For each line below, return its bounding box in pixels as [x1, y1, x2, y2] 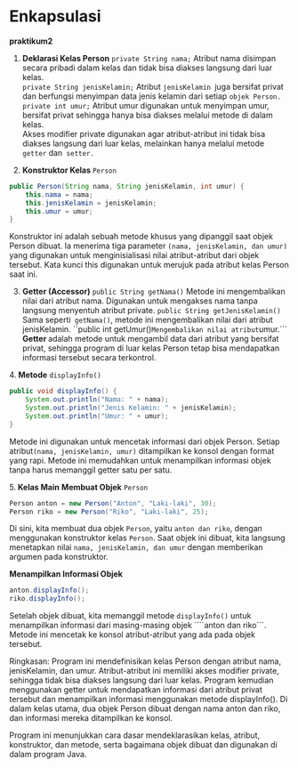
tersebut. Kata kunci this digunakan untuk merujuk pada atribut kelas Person [9, 260, 289, 271]
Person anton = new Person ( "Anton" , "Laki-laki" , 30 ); [9, 498, 217, 508]
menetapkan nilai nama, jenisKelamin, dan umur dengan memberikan [9, 542, 264, 553]
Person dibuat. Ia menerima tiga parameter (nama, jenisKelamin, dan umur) [9, 240, 287, 251]
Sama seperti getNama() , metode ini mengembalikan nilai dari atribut [21, 314, 273, 326]
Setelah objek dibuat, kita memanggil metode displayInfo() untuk [9, 610, 252, 621]
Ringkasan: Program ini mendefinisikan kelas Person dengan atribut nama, [9, 656, 282, 667]
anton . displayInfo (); [9, 586, 90, 595]
